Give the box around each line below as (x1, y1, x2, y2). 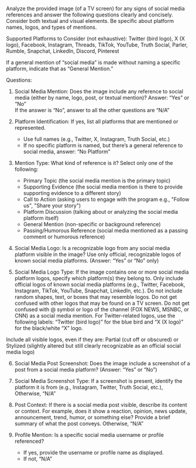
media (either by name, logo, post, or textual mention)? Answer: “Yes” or (14, 94, 190, 101)
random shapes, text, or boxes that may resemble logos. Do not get (14, 294, 177, 300)
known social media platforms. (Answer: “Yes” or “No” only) (14, 257, 159, 264)
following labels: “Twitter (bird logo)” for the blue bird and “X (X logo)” (14, 318, 184, 325)
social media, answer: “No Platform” (23, 148, 111, 155)
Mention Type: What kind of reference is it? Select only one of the (14, 160, 173, 166)
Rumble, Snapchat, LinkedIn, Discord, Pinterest (6, 48, 119, 55)
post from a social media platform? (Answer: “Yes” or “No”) (14, 366, 157, 373)
